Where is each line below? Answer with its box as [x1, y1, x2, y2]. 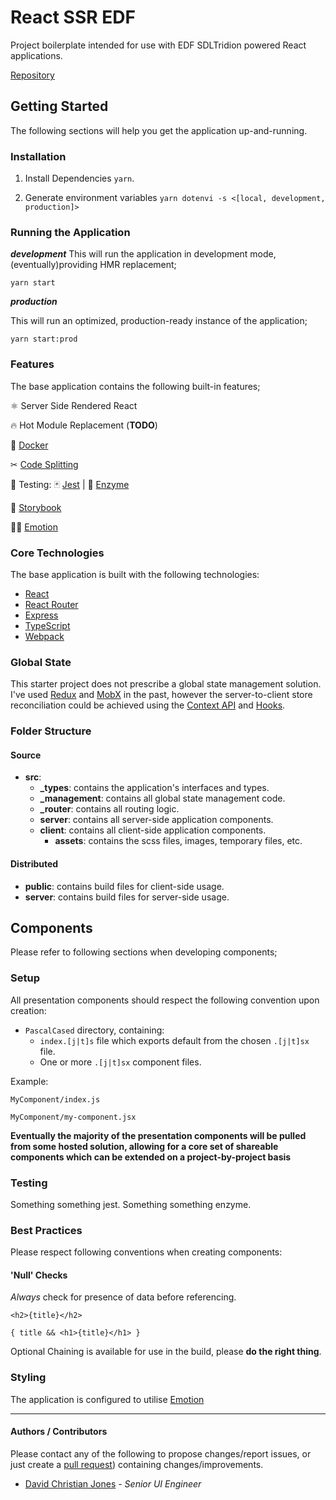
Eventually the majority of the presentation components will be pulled [10, 1129, 307, 1141]
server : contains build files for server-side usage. [24, 891, 230, 903]
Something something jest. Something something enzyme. [10, 1198, 252, 1210]
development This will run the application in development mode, [10, 248, 277, 260]
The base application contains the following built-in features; [10, 380, 261, 392]
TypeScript [24, 619, 71, 631]
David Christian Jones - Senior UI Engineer [24, 1477, 202, 1490]
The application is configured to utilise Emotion [10, 1393, 205, 1405]
